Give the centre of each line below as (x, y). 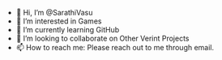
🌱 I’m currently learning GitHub (68, 30)
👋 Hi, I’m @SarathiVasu (54, 13)
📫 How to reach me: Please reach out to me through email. (115, 47)
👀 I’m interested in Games (59, 21)
